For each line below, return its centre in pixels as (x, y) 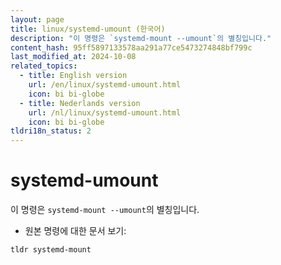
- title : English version (73, 76)
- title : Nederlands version (80, 103)
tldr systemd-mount (51, 250)
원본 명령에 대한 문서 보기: (75, 231)
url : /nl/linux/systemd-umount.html (105, 112)
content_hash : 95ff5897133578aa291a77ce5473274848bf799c (131, 47)
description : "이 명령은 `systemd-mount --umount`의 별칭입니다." (141, 38)
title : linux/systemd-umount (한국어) (88, 29)
